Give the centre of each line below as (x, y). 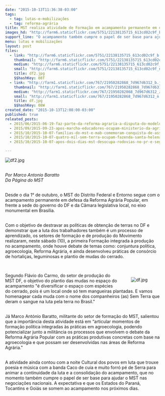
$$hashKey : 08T (29, 78)
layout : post (18, 46)
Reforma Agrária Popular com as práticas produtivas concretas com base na (82, 337)
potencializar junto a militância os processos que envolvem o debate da (78, 332)
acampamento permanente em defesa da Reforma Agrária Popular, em (77, 200)
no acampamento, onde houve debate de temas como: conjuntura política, (81, 246)
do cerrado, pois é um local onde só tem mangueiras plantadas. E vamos (79, 291)
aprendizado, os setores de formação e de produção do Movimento (74, 236)
